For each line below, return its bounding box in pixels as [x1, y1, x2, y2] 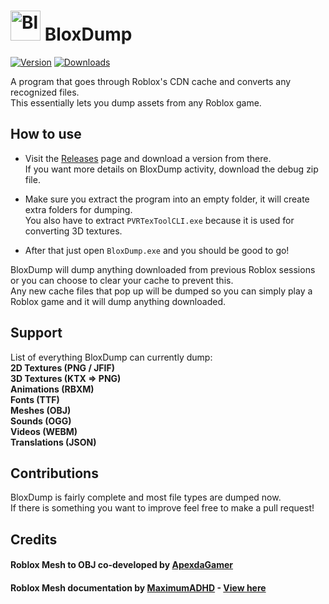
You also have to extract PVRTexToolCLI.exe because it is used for [24, 214, 295, 226]
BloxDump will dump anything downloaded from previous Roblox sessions [10, 263, 316, 275]
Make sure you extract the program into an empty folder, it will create [24, 193, 310, 205]
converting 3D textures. [24, 225, 123, 237]
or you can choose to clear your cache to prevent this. [10, 274, 234, 286]
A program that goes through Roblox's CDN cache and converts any [10, 75, 292, 87]
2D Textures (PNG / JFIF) [10, 361, 115, 374]
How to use [10, 126, 82, 143]
